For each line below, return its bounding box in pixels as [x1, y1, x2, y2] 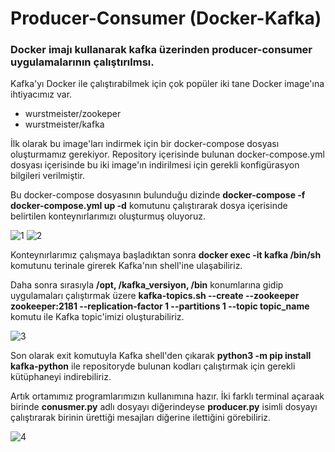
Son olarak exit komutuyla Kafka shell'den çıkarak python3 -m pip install [10, 350, 312, 362]
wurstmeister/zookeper [24, 108, 122, 120]
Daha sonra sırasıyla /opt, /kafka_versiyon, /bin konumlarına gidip [10, 279, 284, 291]
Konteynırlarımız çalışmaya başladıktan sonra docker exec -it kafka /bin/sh [10, 249, 322, 261]
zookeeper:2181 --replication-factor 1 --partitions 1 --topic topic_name [10, 300, 310, 312]
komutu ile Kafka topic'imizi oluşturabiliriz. [10, 311, 185, 323]
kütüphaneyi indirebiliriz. [10, 371, 112, 383]
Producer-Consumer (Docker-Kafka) [10, 7, 322, 30]
